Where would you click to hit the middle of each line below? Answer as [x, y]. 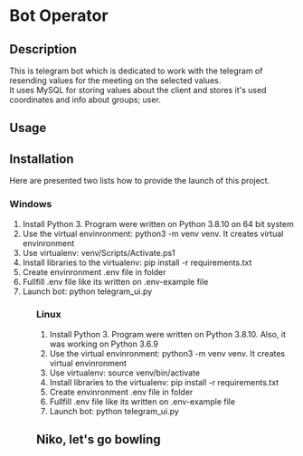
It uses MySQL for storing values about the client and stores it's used [138, 90]
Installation [42, 159]
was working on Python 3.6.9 [104, 344]
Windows [31, 204]
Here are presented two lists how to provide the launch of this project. [140, 181]
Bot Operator [59, 16]
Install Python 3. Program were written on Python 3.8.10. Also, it [168, 334]
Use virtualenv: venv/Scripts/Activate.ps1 [99, 252]
